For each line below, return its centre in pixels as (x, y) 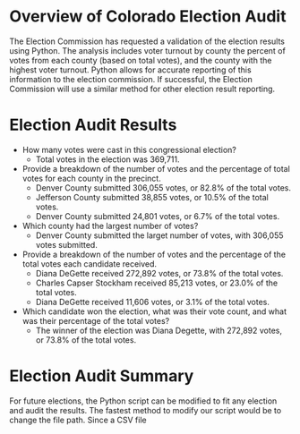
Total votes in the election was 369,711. (108, 159)
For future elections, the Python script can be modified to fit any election (143, 401)
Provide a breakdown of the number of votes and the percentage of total (156, 168)
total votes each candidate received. (90, 264)
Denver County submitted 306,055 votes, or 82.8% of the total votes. (163, 187)
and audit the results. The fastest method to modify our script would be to (146, 410)
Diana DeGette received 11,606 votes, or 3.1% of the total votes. (153, 302)
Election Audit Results (93, 125)
